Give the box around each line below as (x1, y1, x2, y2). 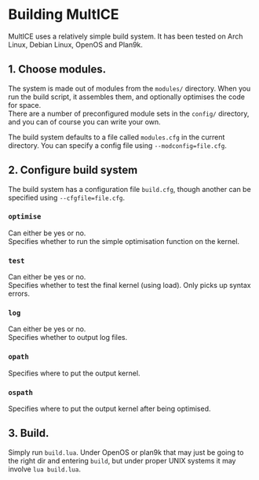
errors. (8, 289, 30, 298)
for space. (8, 100, 42, 109)
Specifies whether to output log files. (8, 333, 128, 342)
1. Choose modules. (8, 63, 107, 76)
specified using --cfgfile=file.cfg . (8, 193, 126, 202)
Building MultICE (8, 6, 119, 24)
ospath (8, 388, 34, 397)
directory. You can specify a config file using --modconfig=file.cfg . (8, 140, 228, 150)
